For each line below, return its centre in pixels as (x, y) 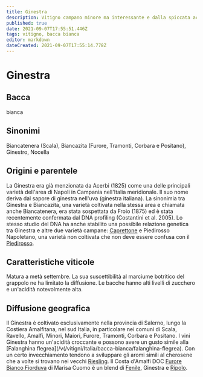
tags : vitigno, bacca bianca (43, 34)
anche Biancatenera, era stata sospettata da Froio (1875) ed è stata (90, 211)
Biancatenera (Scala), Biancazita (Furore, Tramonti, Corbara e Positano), (96, 145)
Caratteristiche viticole (50, 262)
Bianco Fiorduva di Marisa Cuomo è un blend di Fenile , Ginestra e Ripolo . (97, 368)
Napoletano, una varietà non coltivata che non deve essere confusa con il (98, 236)
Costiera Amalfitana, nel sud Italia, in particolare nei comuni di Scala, (92, 329)
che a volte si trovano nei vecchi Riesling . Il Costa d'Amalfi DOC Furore (94, 361)
